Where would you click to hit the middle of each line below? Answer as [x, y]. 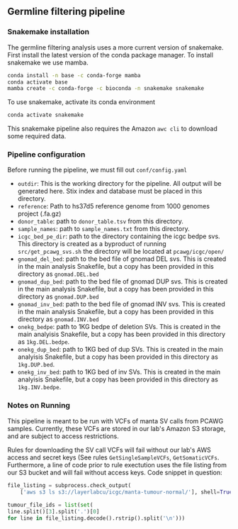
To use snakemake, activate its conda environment [81, 102]
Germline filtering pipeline [66, 12]
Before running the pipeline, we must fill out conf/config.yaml [97, 170]
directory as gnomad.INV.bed [58, 319]
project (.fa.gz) [39, 214]
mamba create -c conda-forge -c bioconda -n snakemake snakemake [106, 89]
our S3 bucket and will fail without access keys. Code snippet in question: [115, 472]
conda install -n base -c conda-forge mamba [74, 75]
